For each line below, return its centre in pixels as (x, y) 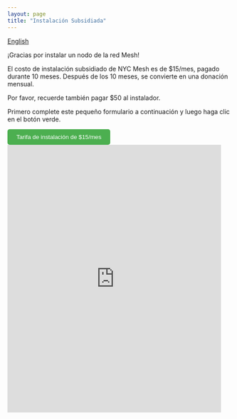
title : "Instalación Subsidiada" (57, 21)
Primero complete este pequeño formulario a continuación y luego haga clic (118, 111)
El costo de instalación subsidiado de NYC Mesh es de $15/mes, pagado (114, 69)
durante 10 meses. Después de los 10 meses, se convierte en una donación (118, 76)
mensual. (21, 84)
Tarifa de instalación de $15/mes (59, 137)
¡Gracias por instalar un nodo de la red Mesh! (74, 55)
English (18, 41)
